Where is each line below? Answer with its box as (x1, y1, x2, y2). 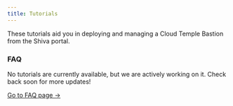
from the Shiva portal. (7, 36, 70, 45)
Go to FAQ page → (7, 91, 61, 99)
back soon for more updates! (7, 77, 91, 86)
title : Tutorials (7, 10, 58, 17)
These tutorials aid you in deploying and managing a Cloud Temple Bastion (7, 29, 224, 38)
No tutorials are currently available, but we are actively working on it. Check (7, 70, 227, 78)
